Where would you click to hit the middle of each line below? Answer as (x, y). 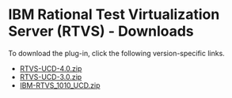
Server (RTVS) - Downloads (101, 31)
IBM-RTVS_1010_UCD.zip (60, 85)
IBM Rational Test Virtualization (114, 15)
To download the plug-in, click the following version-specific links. (117, 53)
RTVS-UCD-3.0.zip (51, 77)
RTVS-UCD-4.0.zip (51, 68)
